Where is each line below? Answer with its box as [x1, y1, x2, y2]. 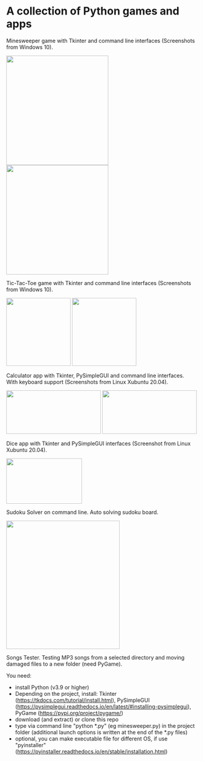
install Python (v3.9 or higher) [14, 684, 89, 691]
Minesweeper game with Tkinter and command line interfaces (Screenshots [6, 37, 195, 44]
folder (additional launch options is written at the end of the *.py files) [14, 728, 188, 736]
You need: [6, 672, 32, 679]
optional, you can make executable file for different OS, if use [14, 735, 168, 742]
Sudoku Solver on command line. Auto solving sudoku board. [6, 509, 159, 516]
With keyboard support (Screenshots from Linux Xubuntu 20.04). [6, 378, 169, 385]
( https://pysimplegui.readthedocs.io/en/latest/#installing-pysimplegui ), [14, 702, 192, 710]
